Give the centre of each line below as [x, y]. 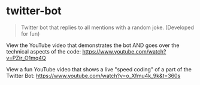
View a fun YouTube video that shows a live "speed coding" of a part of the [99, 69]
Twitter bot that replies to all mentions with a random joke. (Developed [107, 27]
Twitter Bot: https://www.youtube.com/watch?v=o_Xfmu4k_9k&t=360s [93, 75]
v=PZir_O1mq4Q [26, 58]
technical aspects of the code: [44, 51]
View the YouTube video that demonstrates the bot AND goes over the [93, 45]
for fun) [30, 33]
